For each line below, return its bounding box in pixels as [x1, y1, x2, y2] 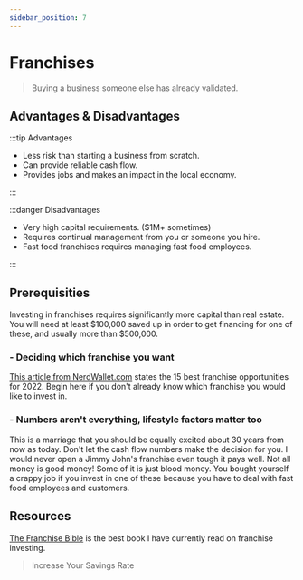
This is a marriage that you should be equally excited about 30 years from [9, 434, 285, 445]
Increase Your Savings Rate [31, 559, 135, 571]
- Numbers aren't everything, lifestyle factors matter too [9, 413, 262, 426]
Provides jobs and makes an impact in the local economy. [22, 169, 237, 180]
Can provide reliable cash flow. [22, 159, 138, 170]
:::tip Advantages [9, 132, 73, 143]
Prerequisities [9, 285, 90, 300]
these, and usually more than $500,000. [9, 328, 158, 340]
